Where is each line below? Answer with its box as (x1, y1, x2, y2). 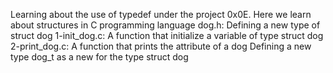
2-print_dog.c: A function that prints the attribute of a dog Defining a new (10, 40, 312, 52)
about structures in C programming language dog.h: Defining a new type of (10, 19, 321, 31)
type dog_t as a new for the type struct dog (10, 51, 189, 63)
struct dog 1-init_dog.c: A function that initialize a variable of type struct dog (10, 30, 324, 41)
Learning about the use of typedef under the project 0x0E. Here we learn (10, 9, 312, 20)
